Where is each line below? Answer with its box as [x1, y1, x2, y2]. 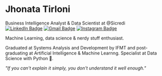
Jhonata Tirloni [5, 3, 71, 15]
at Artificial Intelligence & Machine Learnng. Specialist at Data [29, 50, 157, 56]
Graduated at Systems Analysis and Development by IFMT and [5, 44, 135, 50]
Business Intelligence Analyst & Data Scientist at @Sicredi [5, 20, 125, 26]
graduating [5, 50, 28, 56]
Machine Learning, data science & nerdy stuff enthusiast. [5, 35, 124, 41]
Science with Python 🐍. [5, 55, 54, 61]
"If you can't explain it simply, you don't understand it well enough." [5, 65, 146, 71]
